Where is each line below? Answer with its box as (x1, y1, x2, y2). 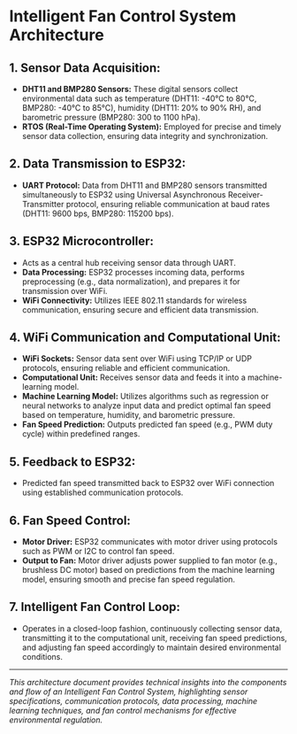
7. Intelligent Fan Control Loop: (9, 599, 181, 614)
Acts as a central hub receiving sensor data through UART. (21, 257, 237, 267)
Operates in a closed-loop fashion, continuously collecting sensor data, (21, 622, 283, 634)
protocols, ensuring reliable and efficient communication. (21, 363, 231, 374)
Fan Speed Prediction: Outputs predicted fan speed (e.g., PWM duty (21, 419, 273, 430)
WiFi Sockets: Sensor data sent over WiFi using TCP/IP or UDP (21, 353, 252, 364)
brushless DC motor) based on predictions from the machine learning (21, 565, 276, 576)
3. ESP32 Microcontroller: (9, 234, 155, 249)
